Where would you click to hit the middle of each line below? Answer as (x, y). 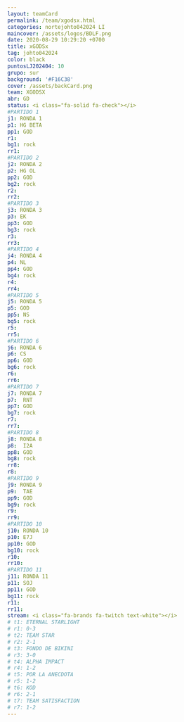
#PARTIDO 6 (23, 341)
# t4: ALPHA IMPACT (36, 661)
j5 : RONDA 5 (25, 302)
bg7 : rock (22, 413)
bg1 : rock (22, 145)
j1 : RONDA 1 (25, 118)
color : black (26, 60)
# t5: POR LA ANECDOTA (40, 675)
